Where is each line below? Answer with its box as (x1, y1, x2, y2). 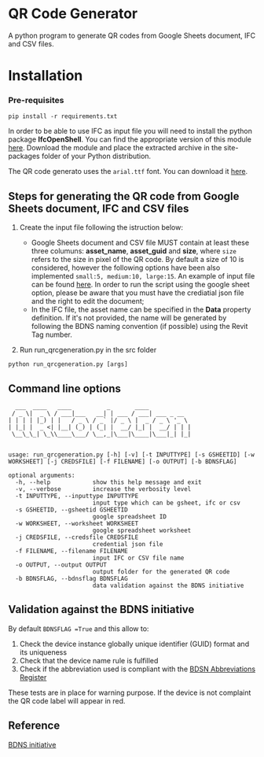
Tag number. (31, 330, 72, 339)
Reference (8, 719, 60, 733)
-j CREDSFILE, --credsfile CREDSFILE (15, 534, 139, 541)
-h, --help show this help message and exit (15, 478, 202, 486)
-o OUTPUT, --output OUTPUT (15, 561, 108, 569)
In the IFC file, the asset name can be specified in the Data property (31, 305, 251, 315)
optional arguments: (8, 471, 76, 480)
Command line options (8, 382, 122, 395)
